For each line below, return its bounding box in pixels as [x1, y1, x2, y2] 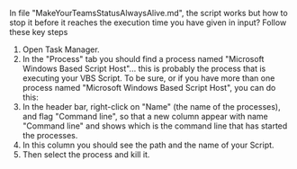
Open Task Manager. [22, 44, 101, 55]
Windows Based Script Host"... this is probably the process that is [22, 63, 266, 74]
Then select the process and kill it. [22, 149, 150, 160]
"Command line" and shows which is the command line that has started [22, 120, 288, 131]
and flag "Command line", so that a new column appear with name [22, 111, 268, 121]
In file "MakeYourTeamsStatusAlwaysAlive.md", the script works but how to [9, 8, 288, 18]
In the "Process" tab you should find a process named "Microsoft [22, 54, 265, 64]
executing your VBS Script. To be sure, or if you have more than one [22, 73, 275, 84]
